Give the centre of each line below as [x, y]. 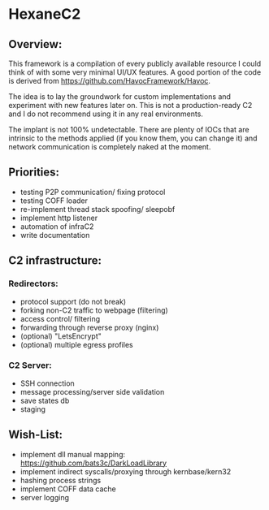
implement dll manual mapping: [73, 454]
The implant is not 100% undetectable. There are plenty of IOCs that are [129, 130]
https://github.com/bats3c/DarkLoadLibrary [93, 463]
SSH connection [47, 383]
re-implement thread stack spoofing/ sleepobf [98, 209]
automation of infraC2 [57, 226]
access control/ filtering [60, 318]
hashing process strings [61, 480]
